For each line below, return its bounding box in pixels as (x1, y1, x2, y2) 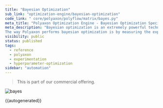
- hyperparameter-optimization (9, 61, 73, 66)
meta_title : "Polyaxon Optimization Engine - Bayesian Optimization (5, 20, 147, 26)
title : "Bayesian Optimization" (5, 7, 70, 12)
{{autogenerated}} (5, 98, 42, 103)
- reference (9, 47, 34, 52)
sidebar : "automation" (5, 66, 51, 71)
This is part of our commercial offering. (16, 79, 96, 85)
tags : (5, 43, 16, 48)
